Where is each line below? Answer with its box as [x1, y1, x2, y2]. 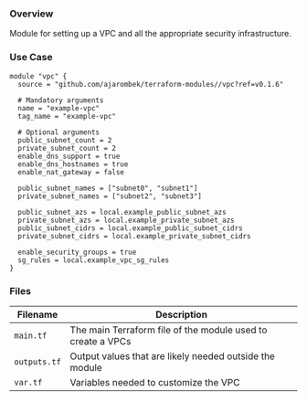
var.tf [14, 377, 43, 387]
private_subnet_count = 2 [17, 143, 117, 153]
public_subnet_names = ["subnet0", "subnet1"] [17, 184, 198, 193]
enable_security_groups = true [17, 248, 137, 257]
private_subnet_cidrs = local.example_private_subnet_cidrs [17, 231, 251, 240]
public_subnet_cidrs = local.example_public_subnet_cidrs [17, 223, 244, 233]
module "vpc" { [9, 71, 68, 80]
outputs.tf [14, 356, 61, 367]
